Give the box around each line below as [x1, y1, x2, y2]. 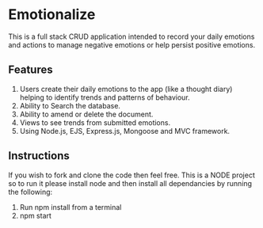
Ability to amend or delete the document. [19, 109, 154, 119]
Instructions [8, 149, 70, 163]
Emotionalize [8, 6, 96, 24]
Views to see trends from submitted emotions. [19, 117, 171, 127]
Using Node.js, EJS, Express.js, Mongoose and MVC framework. [19, 126, 231, 135]
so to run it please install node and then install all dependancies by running [8, 178, 252, 188]
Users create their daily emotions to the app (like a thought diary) [19, 84, 233, 93]
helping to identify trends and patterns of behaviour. [19, 93, 190, 102]
